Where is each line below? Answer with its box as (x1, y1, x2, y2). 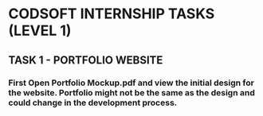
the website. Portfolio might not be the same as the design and (8, 87, 255, 98)
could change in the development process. (8, 97, 178, 108)
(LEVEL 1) (8, 21, 72, 40)
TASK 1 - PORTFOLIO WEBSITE (8, 53, 163, 67)
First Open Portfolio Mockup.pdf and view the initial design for (8, 77, 255, 88)
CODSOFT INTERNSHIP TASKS (8, 5, 215, 23)
